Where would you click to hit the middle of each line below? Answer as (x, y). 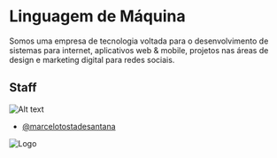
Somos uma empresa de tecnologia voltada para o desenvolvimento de (139, 41)
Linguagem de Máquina (97, 16)
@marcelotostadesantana (69, 126)
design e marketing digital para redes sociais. (92, 59)
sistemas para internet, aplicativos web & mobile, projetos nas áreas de (139, 50)
